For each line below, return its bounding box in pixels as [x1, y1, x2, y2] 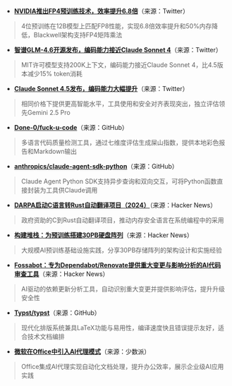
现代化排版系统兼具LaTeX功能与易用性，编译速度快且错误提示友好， [20, 324, 219, 332]
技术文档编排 [27, 332, 65, 341]
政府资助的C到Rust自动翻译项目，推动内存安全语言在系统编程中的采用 [20, 216, 224, 224]
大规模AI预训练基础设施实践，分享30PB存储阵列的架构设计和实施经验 [20, 246, 222, 254]
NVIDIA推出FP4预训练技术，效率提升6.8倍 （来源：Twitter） [13, 7, 189, 15]
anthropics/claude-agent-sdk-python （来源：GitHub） [13, 162, 178, 170]
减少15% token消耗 [27, 70, 83, 78]
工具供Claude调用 [45, 186, 98, 194]
